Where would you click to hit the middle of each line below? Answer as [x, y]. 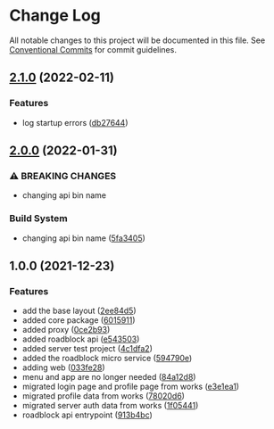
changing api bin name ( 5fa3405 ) [83, 238]
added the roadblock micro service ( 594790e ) [107, 359]
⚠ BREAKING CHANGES [63, 176]
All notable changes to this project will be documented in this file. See [137, 40]
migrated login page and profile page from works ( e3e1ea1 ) [130, 387]
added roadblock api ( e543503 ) [81, 339]
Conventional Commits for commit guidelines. [93, 49]
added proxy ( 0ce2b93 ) [66, 330]
